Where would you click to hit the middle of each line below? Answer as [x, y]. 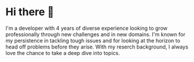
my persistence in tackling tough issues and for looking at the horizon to [93, 40]
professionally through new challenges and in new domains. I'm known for [96, 34]
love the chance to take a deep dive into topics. [63, 53]
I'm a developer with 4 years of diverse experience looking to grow [87, 28]
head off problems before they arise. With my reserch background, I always [97, 47]
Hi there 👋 [30, 12]
